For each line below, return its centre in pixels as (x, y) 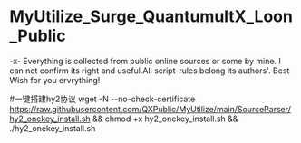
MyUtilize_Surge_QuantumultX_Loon (151, 17)
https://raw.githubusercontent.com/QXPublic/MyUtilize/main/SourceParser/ (150, 109)
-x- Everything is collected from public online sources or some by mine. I (145, 61)
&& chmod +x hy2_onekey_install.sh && (165, 119)
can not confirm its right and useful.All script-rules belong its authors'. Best (150, 71)
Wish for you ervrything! (55, 80)
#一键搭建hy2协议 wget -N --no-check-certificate (102, 99)
